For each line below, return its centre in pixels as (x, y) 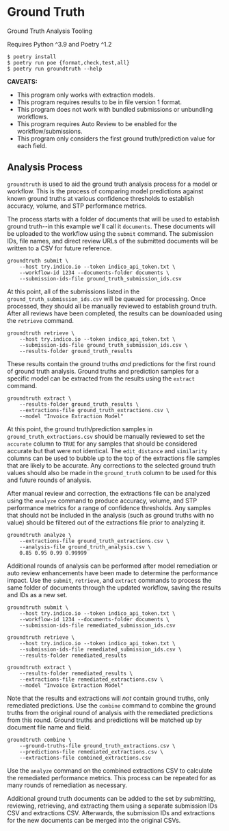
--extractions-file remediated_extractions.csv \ (92, 679)
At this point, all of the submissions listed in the (73, 291)
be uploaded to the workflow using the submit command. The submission (110, 233)
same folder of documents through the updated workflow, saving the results (114, 588)
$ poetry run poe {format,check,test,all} (68, 62)
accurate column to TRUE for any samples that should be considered (102, 444)
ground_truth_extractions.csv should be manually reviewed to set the (106, 436)
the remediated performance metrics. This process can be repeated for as (112, 778)
